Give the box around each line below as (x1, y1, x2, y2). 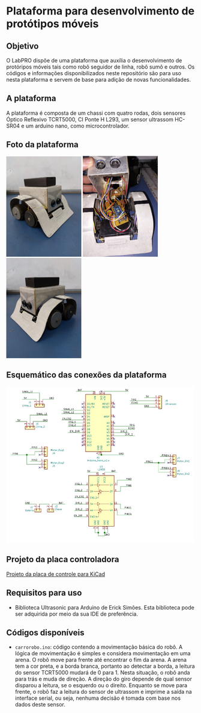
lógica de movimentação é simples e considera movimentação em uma (14, 650, 191, 657)
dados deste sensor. (14, 701, 66, 708)
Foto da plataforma (6, 139, 79, 150)
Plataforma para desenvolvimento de (6, 4, 195, 18)
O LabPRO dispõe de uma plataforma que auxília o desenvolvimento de (6, 57, 182, 64)
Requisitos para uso (6, 588, 82, 598)
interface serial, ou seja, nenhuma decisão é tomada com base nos (14, 694, 181, 702)
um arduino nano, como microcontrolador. (25, 122, 130, 129)
